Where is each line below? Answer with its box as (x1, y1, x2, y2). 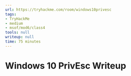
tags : (5, 12, 16, 17)
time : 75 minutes (5, 39, 41, 44)
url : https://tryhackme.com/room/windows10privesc (5, 7, 112, 12)
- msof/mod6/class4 (5, 25, 45, 30)
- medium (5, 21, 23, 26)
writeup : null (5, 35, 35, 40)
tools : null (5, 30, 30, 35)
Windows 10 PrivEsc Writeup (5, 60, 127, 71)
